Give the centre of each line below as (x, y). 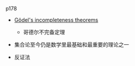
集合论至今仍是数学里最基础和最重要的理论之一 (71, 44)
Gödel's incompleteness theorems (56, 20)
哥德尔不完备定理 (44, 32)
